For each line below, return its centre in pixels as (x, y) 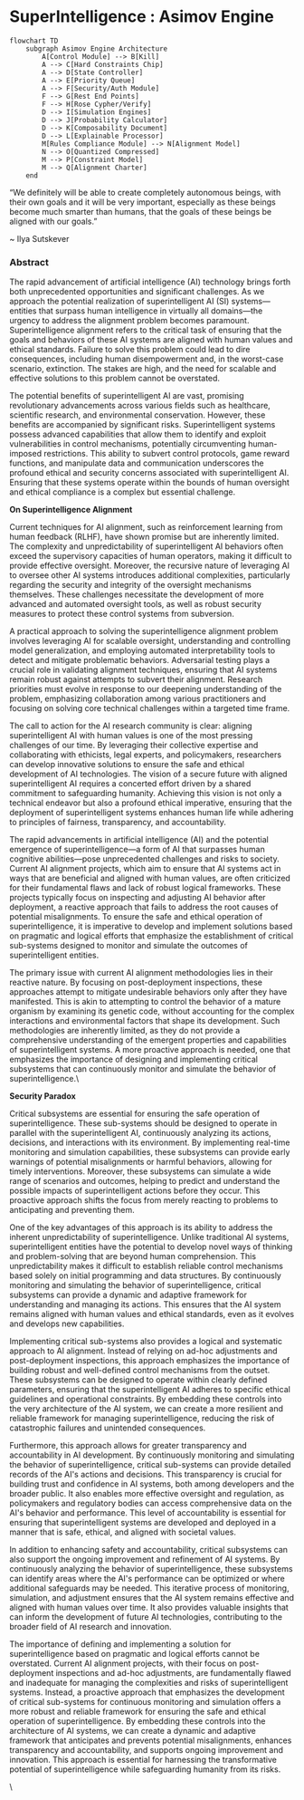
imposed (26, 454)
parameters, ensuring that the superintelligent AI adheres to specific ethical (150, 1390)
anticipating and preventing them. (72, 1210)
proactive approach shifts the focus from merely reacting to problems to (144, 1200)
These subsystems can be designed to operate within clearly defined (138, 1380)
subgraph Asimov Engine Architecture (97, 48)
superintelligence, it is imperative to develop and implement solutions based (151, 927)
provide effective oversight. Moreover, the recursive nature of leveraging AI (150, 566)
